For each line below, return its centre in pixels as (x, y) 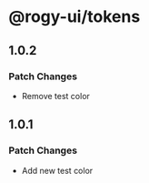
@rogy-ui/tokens (74, 17)
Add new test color (57, 170)
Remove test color (55, 96)
